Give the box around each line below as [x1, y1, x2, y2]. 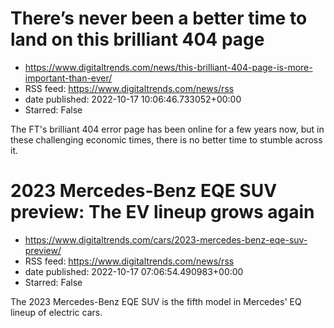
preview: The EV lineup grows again [10, 201, 315, 224]
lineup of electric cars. [10, 306, 103, 318]
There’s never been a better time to [10, 7, 308, 30]
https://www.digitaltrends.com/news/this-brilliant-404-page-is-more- [24, 61, 313, 73]
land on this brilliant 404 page [10, 28, 265, 51]
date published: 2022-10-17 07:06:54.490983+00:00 [24, 265, 244, 277]
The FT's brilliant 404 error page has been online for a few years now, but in [10, 123, 325, 135]
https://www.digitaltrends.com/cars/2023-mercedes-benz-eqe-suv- [24, 233, 308, 246]
